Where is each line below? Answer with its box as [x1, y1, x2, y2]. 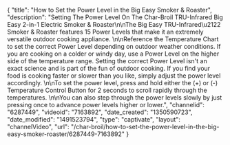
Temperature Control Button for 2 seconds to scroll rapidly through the [7, 86, 208, 94]
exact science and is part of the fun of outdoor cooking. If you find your [7, 65, 211, 72]
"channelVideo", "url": [7, 123, 70, 131]
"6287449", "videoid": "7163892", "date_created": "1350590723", [7, 108, 193, 116]
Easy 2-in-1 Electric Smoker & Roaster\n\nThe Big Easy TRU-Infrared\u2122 [7, 21, 221, 28]
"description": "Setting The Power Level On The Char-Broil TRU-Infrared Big [7, 13, 224, 21]
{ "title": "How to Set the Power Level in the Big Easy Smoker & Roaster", [7, 6, 212, 14]
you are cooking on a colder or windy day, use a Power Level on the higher [7, 49, 220, 58]
